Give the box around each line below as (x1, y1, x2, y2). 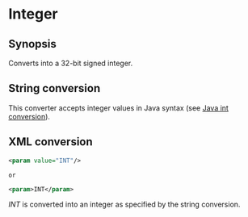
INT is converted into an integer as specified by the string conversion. (8, 199, 241, 210)
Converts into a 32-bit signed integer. (8, 58, 133, 68)
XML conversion (8, 135, 93, 149)
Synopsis (8, 37, 57, 51)
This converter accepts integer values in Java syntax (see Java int (8, 102, 229, 113)
